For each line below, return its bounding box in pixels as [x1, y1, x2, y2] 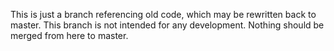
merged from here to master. [10, 30, 129, 41]
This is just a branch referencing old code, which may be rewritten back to [10, 9, 317, 20]
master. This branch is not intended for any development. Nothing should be [10, 19, 325, 31]
